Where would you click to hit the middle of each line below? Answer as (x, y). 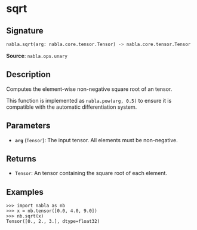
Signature (25, 31)
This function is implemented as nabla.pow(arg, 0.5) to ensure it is (89, 100)
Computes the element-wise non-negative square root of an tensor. (89, 89)
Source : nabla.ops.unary (37, 56)
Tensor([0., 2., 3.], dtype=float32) (53, 222)
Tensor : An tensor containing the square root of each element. (91, 173)
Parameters (28, 126)
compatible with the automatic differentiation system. (72, 107)
